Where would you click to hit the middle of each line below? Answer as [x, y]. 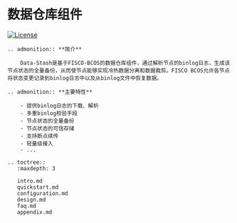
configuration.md [43, 193]
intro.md [30, 181]
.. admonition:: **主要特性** [50, 92]
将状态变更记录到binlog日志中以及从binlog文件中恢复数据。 [85, 78]
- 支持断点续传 [39, 136]
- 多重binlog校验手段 [49, 113]
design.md [31, 199]
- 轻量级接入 [37, 143]
